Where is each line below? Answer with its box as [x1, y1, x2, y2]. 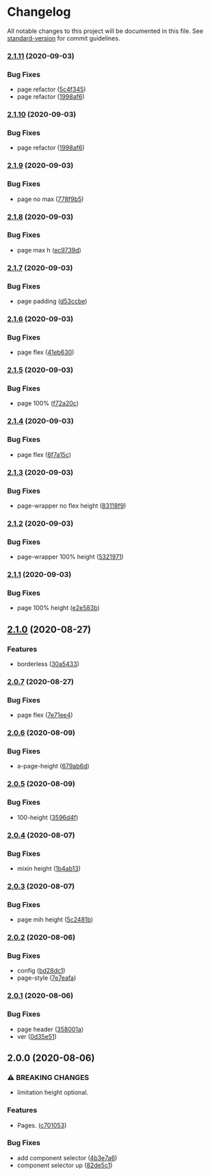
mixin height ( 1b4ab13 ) [16, 864, 81, 872]
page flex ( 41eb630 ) [16, 348, 75, 357]
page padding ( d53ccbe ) [16, 297, 88, 305]
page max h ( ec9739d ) [16, 246, 82, 254]
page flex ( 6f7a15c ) [16, 450, 72, 458]
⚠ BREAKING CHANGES [7, 1072, 90, 1082]
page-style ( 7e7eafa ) [16, 974, 77, 982]
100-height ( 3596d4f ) [16, 813, 79, 821]
